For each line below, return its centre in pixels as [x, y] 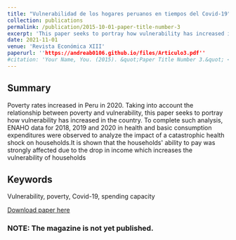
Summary [29, 88]
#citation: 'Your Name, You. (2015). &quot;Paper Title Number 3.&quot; [116, 60]
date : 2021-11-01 [33, 40]
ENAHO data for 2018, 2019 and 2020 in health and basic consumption [110, 127]
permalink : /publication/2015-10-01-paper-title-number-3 [94, 27]
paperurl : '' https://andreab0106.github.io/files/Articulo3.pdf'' [106, 53]
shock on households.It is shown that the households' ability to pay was [111, 142]
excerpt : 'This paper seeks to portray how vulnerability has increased [116, 33]
